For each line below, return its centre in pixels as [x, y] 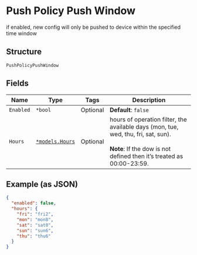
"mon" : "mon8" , [35, 219]
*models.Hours [55, 141]
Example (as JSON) [42, 184]
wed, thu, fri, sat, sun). [140, 134]
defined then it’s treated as [146, 156]
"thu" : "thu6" [34, 236]
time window [21, 33]
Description [149, 100]
